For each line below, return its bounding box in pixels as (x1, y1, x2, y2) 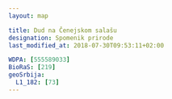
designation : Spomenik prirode (8, 34, 114, 42)
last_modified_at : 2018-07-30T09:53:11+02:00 (8, 41, 164, 49)
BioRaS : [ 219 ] (8, 64, 57, 72)
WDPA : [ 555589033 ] (8, 56, 70, 64)
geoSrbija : (8, 71, 45, 79)
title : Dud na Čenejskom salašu (8, 26, 117, 35)
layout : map (8, 11, 48, 20)
